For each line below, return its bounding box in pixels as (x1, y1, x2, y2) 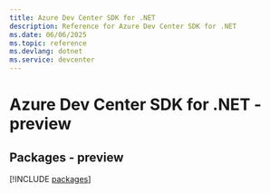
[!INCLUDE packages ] (9, 174, 92, 184)
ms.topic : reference (9, 38, 88, 48)
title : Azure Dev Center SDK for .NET (9, 13, 156, 23)
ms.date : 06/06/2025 (9, 30, 88, 39)
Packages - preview (9, 150, 124, 165)
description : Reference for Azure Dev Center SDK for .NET (9, 22, 237, 31)
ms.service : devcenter (9, 55, 95, 64)
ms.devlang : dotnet (9, 47, 83, 56)
